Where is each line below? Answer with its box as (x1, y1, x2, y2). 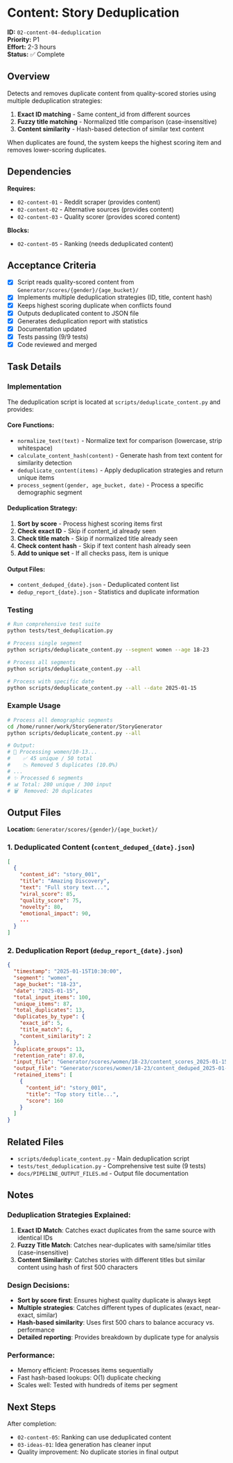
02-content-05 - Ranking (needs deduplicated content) (17, 239, 174, 248)
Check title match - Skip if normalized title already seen (17, 534, 178, 542)
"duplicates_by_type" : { (13, 1013, 85, 1020)
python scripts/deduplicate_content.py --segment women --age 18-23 (7, 647, 209, 654)
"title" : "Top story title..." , (25, 1090, 119, 1098)
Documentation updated (17, 325, 87, 333)
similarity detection (17, 458, 72, 467)
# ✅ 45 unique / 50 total (7, 755, 93, 762)
